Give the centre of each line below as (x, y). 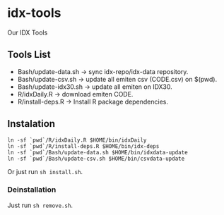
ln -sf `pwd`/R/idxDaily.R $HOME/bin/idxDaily (77, 140)
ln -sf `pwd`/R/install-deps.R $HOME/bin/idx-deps (83, 146)
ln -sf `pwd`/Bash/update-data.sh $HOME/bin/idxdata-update (98, 152)
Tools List (29, 55)
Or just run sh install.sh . (45, 171)
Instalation (31, 124)
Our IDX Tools (28, 32)
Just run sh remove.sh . (40, 205)
